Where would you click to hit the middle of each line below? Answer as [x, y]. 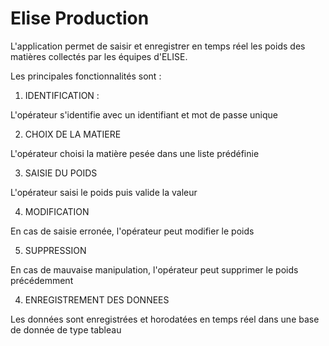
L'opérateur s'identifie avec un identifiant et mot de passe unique [144, 114]
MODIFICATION [57, 211]
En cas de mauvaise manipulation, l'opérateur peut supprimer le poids [154, 269]
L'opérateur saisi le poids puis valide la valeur [104, 192]
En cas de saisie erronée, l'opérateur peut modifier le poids [132, 231]
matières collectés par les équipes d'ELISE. [99, 56]
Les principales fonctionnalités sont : [86, 76]
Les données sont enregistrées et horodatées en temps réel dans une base [165, 319]
